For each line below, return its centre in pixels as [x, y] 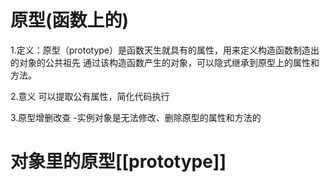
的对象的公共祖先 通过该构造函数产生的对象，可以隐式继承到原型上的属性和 [165, 62]
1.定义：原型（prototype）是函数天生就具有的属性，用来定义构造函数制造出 [165, 50]
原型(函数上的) [70, 20]
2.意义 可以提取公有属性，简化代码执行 [90, 96]
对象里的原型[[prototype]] [118, 162]
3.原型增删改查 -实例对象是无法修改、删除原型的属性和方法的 [136, 117]
